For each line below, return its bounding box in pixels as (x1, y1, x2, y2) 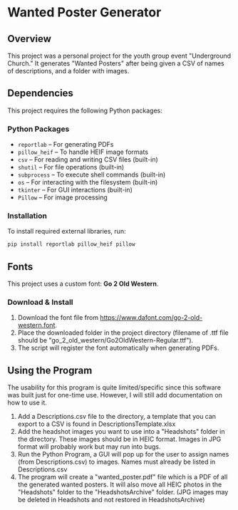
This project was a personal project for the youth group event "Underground (7, 51, 232, 60)
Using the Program (7, 364, 93, 376)
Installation (7, 211, 48, 221)
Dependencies (7, 87, 73, 100)
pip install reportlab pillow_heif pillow (7, 241, 135, 248)
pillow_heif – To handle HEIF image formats (17, 147, 148, 157)
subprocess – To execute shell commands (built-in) (17, 170, 166, 179)
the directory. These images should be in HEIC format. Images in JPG (17, 435, 222, 444)
